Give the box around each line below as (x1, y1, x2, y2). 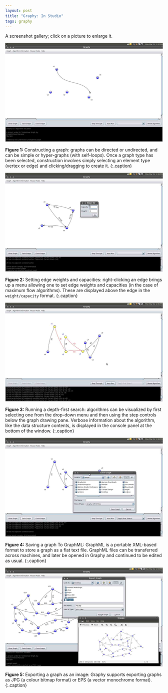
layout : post (5, 8, 32, 13)
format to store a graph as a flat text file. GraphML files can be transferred (5, 547, 158, 553)
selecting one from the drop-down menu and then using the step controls (5, 412, 156, 418)
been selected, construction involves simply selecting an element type (5, 158, 150, 164)
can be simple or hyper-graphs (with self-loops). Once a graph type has (5, 152, 153, 158)
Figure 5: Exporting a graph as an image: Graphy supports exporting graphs (5, 671, 162, 677)
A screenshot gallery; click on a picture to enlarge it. (5, 33, 113, 39)
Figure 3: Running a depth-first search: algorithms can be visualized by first (5, 406, 161, 412)
